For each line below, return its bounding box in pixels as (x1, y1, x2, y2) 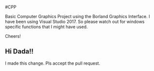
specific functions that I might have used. (5, 24, 88, 30)
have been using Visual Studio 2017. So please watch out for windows (5, 19, 145, 24)
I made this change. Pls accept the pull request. (5, 60, 101, 66)
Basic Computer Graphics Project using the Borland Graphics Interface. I (5, 14, 150, 19)
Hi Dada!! (5, 47, 34, 55)
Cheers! (5, 34, 21, 39)
